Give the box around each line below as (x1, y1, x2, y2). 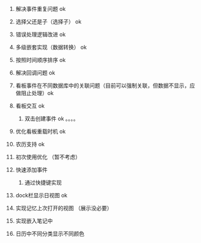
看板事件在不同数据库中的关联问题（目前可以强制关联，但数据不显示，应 (15, 82, 195, 89)
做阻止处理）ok (15, 90, 54, 96)
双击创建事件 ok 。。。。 (24, 115, 79, 122)
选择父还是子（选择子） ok (15, 18, 82, 25)
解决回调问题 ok (15, 69, 55, 76)
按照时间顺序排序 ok (15, 57, 66, 63)
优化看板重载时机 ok (15, 128, 66, 135)
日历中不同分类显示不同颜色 (15, 230, 85, 237)
